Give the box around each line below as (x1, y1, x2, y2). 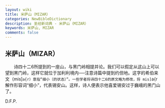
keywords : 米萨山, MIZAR (5, 26, 54, 31)
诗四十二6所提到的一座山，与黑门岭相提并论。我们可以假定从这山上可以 (13, 64, 160, 70)
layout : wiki (5, 7, 32, 12)
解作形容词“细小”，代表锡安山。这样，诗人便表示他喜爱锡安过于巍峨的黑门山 (5, 82, 161, 88)
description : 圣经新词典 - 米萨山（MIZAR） (5, 21, 89, 26)
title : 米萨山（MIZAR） (5, 12, 50, 17)
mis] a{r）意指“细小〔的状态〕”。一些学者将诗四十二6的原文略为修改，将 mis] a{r (13, 76, 158, 82)
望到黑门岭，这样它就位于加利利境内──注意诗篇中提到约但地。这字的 (5, 70, 146, 75)
